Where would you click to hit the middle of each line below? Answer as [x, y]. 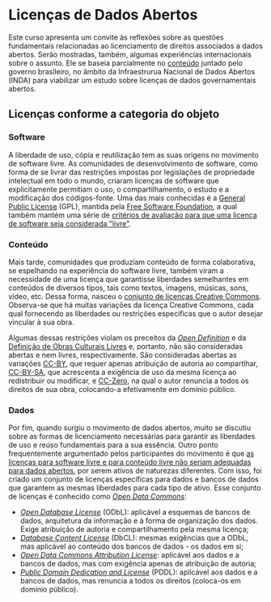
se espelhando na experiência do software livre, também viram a [116, 270]
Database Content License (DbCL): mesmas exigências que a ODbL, [134, 538]
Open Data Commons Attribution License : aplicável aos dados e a [130, 555]
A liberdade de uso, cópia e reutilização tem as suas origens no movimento [133, 154]
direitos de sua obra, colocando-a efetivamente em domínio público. [123, 389]
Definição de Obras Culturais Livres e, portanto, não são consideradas [126, 346]
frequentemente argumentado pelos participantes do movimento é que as [131, 453]
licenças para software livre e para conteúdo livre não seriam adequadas [130, 462]
